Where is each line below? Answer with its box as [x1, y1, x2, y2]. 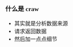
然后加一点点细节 [14, 36, 57, 42]
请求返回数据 [14, 28, 47, 34]
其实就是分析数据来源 [14, 20, 68, 27]
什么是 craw [5, 5, 39, 12]
